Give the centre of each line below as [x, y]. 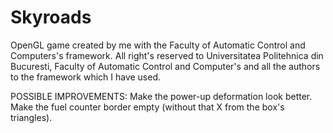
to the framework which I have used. [86, 77]
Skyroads [51, 17]
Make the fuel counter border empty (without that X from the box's [147, 107]
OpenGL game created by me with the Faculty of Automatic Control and [158, 45]
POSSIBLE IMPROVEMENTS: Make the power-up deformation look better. [161, 96]
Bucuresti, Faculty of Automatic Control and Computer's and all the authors [165, 66]
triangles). [31, 117]
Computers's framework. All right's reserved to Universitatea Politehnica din [167, 55]
